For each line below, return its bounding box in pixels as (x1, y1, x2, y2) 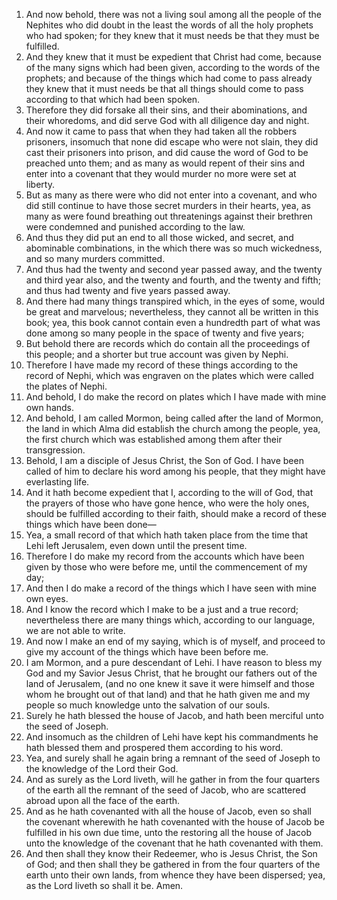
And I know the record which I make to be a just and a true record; (25, 604, 299, 615)
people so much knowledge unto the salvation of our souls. (25, 699, 271, 711)
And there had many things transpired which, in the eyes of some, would (25, 295, 325, 307)
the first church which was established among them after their (25, 434, 283, 445)
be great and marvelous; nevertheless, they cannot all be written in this (25, 306, 319, 318)
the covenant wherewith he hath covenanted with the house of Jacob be (25, 816, 325, 828)
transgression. (25, 444, 86, 456)
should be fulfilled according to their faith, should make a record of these (25, 508, 327, 519)
